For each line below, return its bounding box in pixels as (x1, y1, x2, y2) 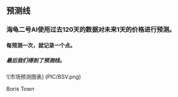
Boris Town (6, 85, 35, 92)
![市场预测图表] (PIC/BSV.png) (6, 73, 81, 80)
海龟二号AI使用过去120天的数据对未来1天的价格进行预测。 (6, 25, 176, 34)
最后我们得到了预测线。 (6, 56, 65, 64)
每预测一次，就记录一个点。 (6, 41, 76, 48)
